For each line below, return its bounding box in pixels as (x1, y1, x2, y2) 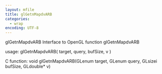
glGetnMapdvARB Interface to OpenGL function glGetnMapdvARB (5, 39, 140, 45)
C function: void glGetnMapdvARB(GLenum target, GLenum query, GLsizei (5, 58, 158, 64)
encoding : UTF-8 (5, 26, 39, 31)
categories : (5, 16, 30, 21)
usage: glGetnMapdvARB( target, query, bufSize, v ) (5, 49, 111, 55)
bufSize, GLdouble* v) (5, 64, 51, 70)
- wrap (9, 21, 23, 26)
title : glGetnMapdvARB (5, 12, 52, 17)
